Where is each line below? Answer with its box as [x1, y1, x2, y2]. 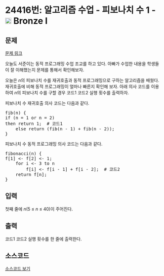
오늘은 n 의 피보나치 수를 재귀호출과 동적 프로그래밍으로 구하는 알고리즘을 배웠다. [5, 78, 160, 83]
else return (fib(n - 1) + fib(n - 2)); [15, 126, 115, 131]
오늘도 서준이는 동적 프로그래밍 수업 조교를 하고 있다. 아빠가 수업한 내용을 [5, 61, 146, 67]
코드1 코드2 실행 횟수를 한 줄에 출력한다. [5, 236, 82, 242]
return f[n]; [15, 172, 47, 177]
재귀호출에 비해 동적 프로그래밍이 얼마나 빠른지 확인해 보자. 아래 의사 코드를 [5, 83, 150, 89]
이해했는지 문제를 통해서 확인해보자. [15, 67, 84, 73]
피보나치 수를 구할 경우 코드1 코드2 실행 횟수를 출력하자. [22, 90, 129, 95]
